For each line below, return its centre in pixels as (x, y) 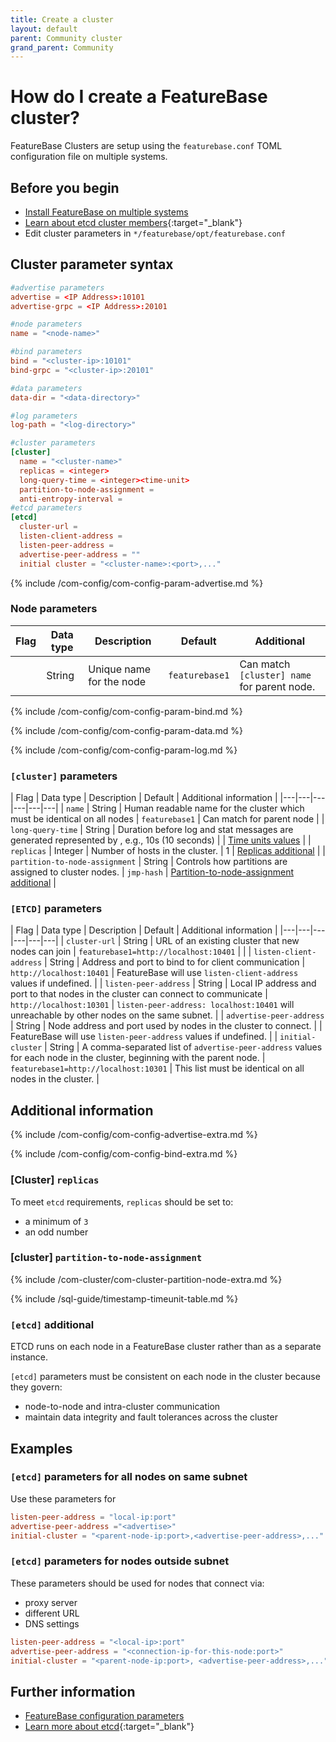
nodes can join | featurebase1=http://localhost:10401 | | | (131, 952)
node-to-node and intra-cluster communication (122, 1407)
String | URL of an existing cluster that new (211, 941)
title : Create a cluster (62, 19)
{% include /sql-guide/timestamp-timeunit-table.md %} (124, 1298)
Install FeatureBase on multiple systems (106, 212)
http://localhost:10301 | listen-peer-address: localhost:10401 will (152, 1005)
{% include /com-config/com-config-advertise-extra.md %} (134, 1135)
